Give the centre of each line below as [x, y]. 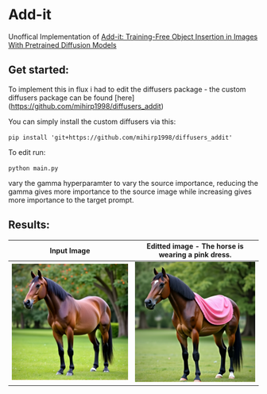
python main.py [33, 168]
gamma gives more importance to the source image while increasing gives [130, 191]
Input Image [70, 250]
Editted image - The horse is [195, 246]
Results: [29, 225]
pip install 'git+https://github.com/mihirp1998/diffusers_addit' [120, 137]
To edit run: [27, 152]
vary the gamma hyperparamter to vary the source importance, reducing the [133, 183]
